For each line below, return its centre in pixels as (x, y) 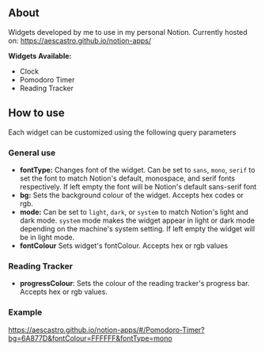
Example (25, 312)
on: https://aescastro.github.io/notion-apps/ (80, 40)
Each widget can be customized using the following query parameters (122, 132)
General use (32, 152)
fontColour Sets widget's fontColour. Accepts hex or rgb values (123, 246)
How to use (36, 113)
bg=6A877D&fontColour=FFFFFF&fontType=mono (90, 338)
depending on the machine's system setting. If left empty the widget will (137, 228)
